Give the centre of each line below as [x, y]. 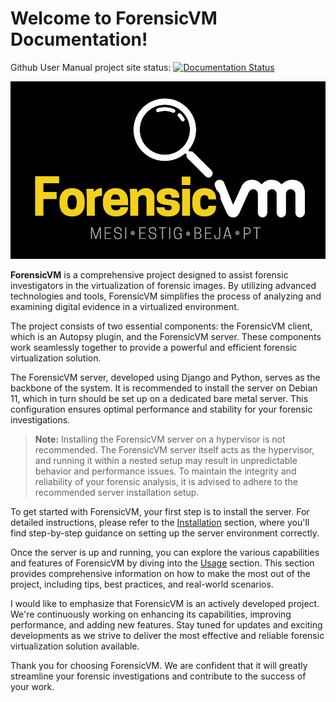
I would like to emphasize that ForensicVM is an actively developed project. [165, 604]
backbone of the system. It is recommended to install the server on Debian [164, 388]
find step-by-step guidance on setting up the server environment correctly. [165, 533]
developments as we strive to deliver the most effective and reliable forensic [167, 636]
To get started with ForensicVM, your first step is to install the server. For [160, 512]
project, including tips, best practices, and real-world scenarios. [142, 584]
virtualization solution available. [75, 646]
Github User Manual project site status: [91, 67]
